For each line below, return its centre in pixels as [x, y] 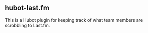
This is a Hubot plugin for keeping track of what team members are [74, 20]
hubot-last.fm [27, 8]
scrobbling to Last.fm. [28, 25]
